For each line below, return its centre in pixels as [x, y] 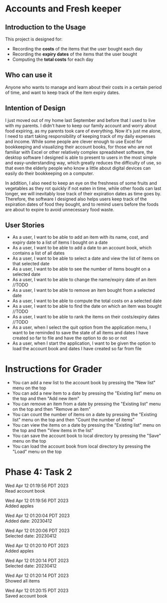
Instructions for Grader [54, 369]
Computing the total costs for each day [53, 59]
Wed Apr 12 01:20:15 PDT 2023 [37, 591]
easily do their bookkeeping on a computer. [50, 173]
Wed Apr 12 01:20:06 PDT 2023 [37, 531]
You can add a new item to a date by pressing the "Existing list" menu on [87, 393]
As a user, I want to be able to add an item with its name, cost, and [80, 237]
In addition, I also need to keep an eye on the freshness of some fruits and [81, 183]
